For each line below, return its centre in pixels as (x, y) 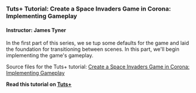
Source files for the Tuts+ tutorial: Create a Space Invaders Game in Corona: (98, 67)
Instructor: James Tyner (36, 30)
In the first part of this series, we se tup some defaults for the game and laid (97, 43)
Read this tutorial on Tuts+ (39, 84)
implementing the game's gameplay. (50, 56)
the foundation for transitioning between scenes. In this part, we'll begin (93, 49)
